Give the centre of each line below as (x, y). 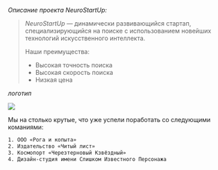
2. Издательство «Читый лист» (52, 146)
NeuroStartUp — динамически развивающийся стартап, (108, 23)
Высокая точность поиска (74, 65)
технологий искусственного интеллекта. (85, 38)
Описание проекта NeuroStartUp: (57, 10)
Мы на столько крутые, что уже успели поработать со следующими (109, 120)
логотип (20, 93)
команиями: (26, 127)
